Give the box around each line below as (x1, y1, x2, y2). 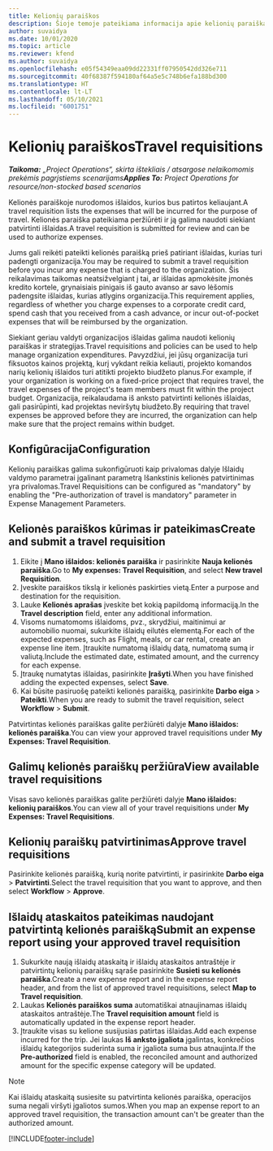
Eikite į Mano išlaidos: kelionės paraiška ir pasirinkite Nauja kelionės (19, 556, 253, 566)
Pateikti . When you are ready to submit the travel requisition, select (19, 694, 245, 704)
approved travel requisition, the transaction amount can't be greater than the (8, 1110, 265, 1119)
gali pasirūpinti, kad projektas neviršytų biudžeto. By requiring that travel (8, 402, 249, 411)
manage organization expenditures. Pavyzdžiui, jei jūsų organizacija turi (8, 350, 249, 360)
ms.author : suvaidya (8, 58, 79, 66)
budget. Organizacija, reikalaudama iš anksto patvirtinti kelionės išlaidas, (8, 393, 252, 403)
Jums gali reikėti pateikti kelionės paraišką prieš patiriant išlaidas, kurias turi (8, 248, 262, 258)
